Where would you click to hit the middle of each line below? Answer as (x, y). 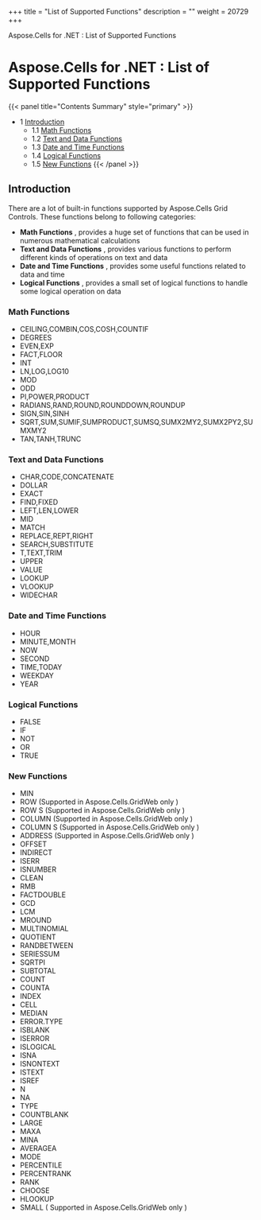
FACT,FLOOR (41, 355)
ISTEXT (32, 1072)
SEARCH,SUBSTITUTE (56, 545)
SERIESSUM (40, 954)
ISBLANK (35, 1030)
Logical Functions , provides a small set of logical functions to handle (134, 282)
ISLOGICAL (38, 1047)
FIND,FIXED (38, 502)
